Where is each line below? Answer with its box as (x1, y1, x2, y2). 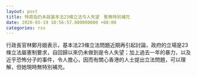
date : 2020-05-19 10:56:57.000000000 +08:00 (6, 19, 117, 25)
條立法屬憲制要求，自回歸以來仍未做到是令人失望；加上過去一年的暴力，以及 (6, 49, 191, 56)
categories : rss (6, 25, 46, 31)
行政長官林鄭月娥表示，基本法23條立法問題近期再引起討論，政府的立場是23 (6, 42, 189, 49)
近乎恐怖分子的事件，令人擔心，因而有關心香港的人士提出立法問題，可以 (6, 56, 181, 63)
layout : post (6, 8, 38, 15)
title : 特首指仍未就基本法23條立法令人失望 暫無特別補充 (6, 14, 130, 20)
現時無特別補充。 (26, 64, 68, 71)
